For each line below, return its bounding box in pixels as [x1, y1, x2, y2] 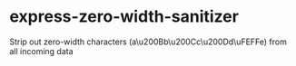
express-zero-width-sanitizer [9, 6, 239, 27]
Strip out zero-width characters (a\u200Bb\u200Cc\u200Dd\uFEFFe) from [9, 36, 288, 47]
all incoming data [9, 45, 74, 56]
